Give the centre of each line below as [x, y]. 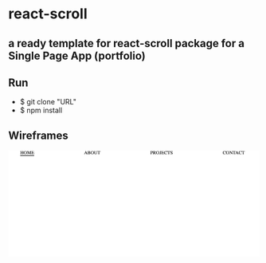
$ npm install [41, 110]
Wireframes [39, 135]
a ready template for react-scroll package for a [127, 43]
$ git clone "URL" [48, 102]
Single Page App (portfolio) [77, 55]
